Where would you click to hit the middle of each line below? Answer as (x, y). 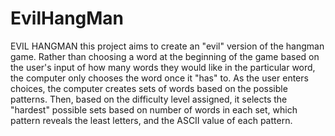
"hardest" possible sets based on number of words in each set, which (154, 109)
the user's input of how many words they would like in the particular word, (163, 67)
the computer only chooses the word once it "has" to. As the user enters (159, 78)
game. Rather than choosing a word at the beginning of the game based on (165, 56)
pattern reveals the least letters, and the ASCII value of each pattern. (151, 120)
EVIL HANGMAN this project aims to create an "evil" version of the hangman (167, 46)
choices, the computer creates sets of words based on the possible (149, 88)
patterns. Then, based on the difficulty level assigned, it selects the (149, 99)
